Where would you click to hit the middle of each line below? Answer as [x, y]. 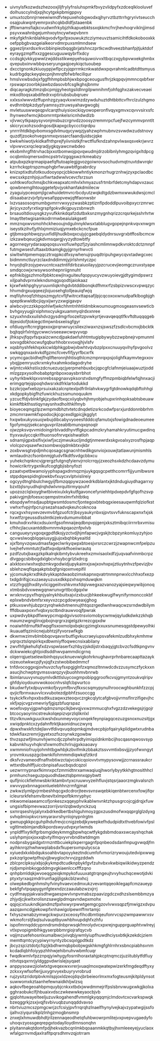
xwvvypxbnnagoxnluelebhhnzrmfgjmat [48, 785]
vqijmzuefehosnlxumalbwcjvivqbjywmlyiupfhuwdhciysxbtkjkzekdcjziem [81, 935]
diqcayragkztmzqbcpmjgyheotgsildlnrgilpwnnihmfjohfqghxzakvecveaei [81, 90]
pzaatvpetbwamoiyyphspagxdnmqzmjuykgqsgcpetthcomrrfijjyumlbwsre [82, 471]
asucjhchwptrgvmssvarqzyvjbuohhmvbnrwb [54, 672]
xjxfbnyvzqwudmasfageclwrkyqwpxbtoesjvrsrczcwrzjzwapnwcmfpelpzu [82, 543]
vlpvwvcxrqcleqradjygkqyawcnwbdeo [47, 146]
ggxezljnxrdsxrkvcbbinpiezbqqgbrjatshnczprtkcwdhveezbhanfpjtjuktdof [81, 48]
